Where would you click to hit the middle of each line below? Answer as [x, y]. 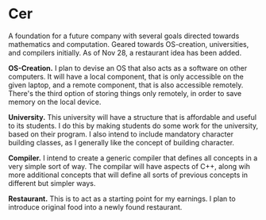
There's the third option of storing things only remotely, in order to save [125, 93]
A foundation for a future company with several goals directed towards [124, 36]
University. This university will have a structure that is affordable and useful [132, 117]
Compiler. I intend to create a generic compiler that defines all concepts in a [133, 158]
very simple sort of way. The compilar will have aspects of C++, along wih [129, 166]
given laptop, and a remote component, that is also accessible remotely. [126, 85]
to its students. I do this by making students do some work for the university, [133, 125]
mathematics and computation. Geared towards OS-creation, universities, [129, 44]
